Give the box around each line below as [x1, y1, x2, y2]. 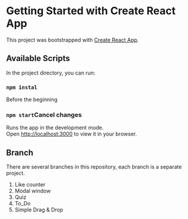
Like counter [14, 181, 46, 188]
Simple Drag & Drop [14, 206, 63, 214]
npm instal [6, 84, 37, 91]
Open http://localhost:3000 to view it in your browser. [6, 130, 138, 137]
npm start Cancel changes [6, 111, 82, 119]
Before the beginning [6, 96, 58, 103]
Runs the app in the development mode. [6, 124, 104, 131]
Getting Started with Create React [6, 4, 176, 18]
